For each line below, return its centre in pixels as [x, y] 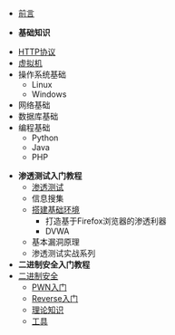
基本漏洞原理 [55, 242]
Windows [49, 94]
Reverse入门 [55, 298]
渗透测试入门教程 [50, 176]
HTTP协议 [37, 52]
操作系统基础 [42, 74]
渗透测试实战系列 [63, 253]
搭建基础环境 [55, 210]
